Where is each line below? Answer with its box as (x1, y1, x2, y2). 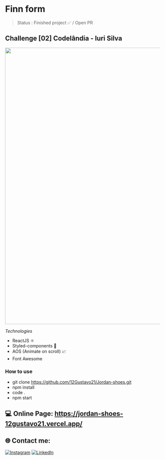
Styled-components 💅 (12, 343, 57, 348)
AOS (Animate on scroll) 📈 (12, 348, 67, 354)
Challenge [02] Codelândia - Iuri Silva (5, 34, 122, 43)
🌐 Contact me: (5, 436, 51, 445)
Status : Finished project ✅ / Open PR (17, 20, 93, 26)
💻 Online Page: (5, 409, 54, 418)
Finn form (5, 3, 46, 15)
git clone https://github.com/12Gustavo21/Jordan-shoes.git (12, 379, 132, 385)
